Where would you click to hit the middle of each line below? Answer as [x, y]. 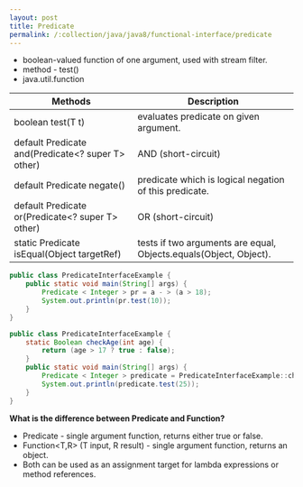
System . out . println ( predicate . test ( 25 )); [121, 384]
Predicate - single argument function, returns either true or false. [142, 436]
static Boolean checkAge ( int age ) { [95, 342]
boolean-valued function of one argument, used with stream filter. [145, 60]
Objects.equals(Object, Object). [204, 254]
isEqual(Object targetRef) [68, 254]
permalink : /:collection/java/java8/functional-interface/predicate [141, 34]
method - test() [50, 69]
